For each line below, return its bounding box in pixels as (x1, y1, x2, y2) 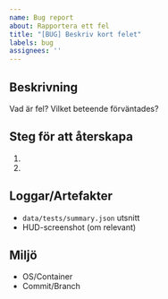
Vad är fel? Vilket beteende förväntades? (9, 103, 159, 114)
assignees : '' (9, 47, 63, 56)
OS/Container (21, 271, 73, 282)
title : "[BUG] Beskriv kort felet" (9, 30, 142, 38)
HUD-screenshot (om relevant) (21, 221, 137, 233)
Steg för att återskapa (9, 129, 134, 144)
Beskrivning (9, 80, 79, 95)
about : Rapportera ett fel (9, 21, 110, 30)
